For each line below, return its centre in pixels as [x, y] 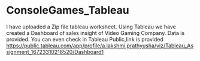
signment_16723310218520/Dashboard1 [55, 52]
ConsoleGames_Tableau [68, 10]
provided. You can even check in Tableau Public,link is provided [85, 39]
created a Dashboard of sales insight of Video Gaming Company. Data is [96, 33]
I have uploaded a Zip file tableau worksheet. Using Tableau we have [91, 27]
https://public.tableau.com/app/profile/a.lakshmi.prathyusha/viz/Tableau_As [100, 46]
